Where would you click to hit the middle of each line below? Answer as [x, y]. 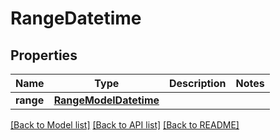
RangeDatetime [76, 18]
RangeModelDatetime [106, 100]
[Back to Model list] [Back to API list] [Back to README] [125, 125]
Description [198, 83]
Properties [44, 55]
